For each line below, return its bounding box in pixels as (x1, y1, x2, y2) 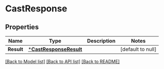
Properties (5, 23, 39, 31)
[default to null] (120, 46, 156, 53)
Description (86, 38, 116, 44)
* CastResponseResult (28, 46, 82, 53)
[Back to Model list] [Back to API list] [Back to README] (5, 59, 120, 65)
